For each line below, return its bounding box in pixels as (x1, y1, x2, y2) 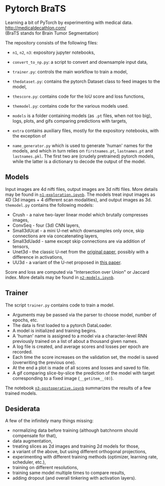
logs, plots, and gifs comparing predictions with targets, (12, 118, 127, 124)
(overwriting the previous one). (12, 359, 76, 365)
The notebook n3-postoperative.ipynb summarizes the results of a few (5, 385, 151, 391)
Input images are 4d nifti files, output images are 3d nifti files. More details (5, 186, 158, 192)
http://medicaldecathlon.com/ (5, 24, 66, 30)
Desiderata (5, 404, 40, 413)
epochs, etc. (12, 317, 38, 323)
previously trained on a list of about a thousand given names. (12, 338, 138, 344)
